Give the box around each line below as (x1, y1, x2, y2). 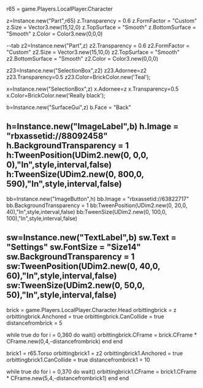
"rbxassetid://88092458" (6, 131, 109, 142)
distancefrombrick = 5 (6, 319, 63, 327)
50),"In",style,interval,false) (6, 290, 117, 300)
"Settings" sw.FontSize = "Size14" (6, 242, 141, 253)
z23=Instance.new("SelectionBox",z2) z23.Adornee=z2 (6, 67, 147, 74)
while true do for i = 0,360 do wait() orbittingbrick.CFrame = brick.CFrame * (6, 331, 197, 338)
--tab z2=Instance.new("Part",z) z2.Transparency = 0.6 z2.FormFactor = (6, 42, 190, 49)
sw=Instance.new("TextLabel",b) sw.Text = (6, 232, 177, 243)
